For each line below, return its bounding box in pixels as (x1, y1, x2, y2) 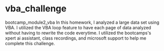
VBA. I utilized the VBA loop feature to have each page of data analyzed (5, 24, 152, 30)
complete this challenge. (5, 40, 55, 46)
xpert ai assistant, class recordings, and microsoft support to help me (5, 35, 147, 41)
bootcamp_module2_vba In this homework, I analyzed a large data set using (5, 19, 160, 25)
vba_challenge (5, 3, 67, 14)
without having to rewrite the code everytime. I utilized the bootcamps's (5, 30, 152, 36)
